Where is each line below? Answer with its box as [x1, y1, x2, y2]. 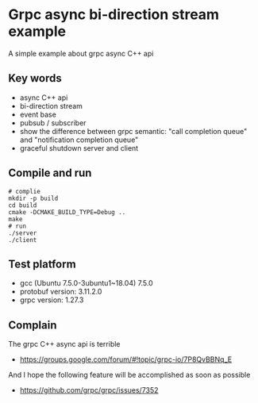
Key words [8, 71, 62, 85]
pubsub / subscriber [19, 117, 87, 128]
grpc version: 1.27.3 [19, 295, 84, 305]
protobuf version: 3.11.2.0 [19, 287, 102, 297]
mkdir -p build [8, 194, 59, 202]
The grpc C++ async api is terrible [8, 340, 121, 349]
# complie [8, 187, 41, 195]
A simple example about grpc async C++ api [8, 48, 154, 58]
